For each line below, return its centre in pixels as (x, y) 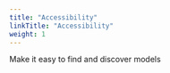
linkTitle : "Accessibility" (62, 26)
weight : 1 (28, 34)
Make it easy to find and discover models (85, 60)
